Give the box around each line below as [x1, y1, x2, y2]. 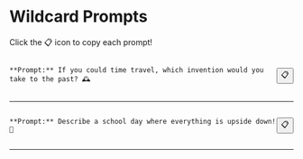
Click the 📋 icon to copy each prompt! [9, 36, 153, 47]
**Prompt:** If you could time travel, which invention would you [9, 65, 264, 74]
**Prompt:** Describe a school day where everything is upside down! [9, 117, 277, 126]
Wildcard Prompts [9, 6, 148, 27]
